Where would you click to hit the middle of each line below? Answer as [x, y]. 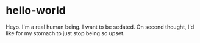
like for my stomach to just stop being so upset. [65, 33]
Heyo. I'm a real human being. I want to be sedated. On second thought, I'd [100, 27]
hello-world [36, 10]
